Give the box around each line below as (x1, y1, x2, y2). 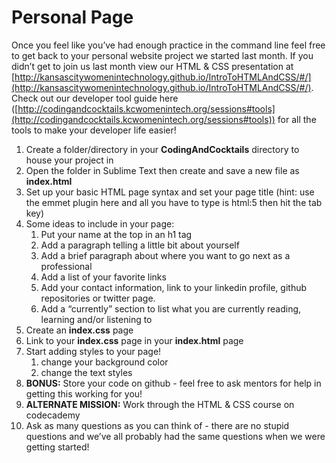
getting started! (25, 441, 90, 453)
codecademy (25, 409, 81, 421)
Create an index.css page (25, 324, 134, 336)
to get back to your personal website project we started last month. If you (11, 49, 314, 61)
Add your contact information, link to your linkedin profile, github (40, 281, 308, 293)
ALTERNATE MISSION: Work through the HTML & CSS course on (25, 398, 295, 410)
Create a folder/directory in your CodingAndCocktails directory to (25, 143, 300, 155)
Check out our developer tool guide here (11, 92, 179, 104)
